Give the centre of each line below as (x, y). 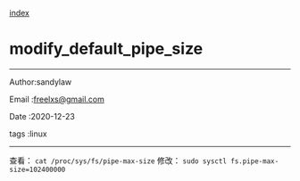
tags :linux (28, 134)
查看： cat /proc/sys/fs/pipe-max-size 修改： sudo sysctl (118, 160)
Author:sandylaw (41, 82)
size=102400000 (37, 169)
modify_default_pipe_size (106, 49)
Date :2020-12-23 (42, 116)
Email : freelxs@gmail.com (57, 99)
